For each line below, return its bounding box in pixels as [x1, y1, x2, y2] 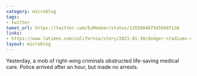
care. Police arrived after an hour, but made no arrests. [6, 63, 139, 70]
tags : [6, 14, 19, 20]
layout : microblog [6, 42, 51, 47]
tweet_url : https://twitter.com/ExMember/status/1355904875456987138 [6, 25, 180, 31]
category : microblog [6, 8, 57, 15]
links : [6, 30, 22, 36]
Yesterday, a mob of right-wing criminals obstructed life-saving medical [6, 57, 179, 64]
